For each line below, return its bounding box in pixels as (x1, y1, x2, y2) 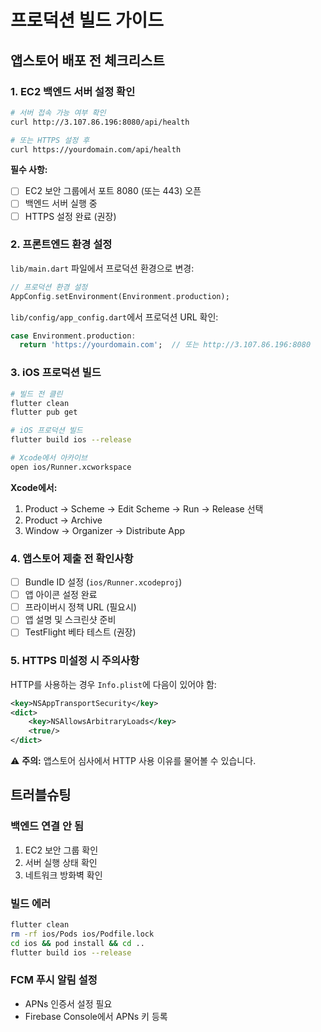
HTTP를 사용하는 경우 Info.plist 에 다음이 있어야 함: (10, 678, 217, 690)
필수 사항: (10, 164, 48, 176)
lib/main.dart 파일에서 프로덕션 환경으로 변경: (10, 262, 195, 274)
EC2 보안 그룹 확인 (24, 844, 99, 856)
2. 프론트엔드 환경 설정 (10, 237, 113, 251)
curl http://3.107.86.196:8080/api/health (10, 117, 190, 127)
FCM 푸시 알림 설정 (10, 973, 98, 987)
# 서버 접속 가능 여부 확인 (10, 107, 107, 118)
